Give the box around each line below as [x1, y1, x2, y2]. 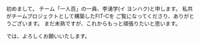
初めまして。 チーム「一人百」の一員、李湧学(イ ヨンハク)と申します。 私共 [6, 5, 193, 12]
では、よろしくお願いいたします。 [6, 33, 90, 40]
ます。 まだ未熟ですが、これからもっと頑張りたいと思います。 [27, 20, 181, 27]
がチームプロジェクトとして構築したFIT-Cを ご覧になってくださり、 [6, 12, 173, 20]
